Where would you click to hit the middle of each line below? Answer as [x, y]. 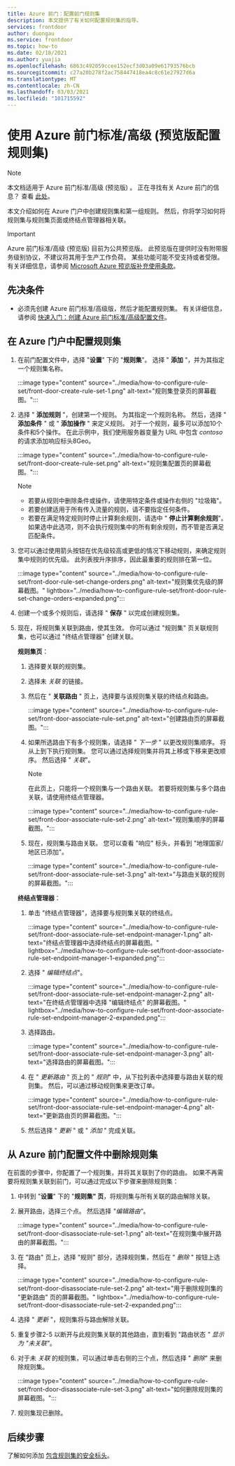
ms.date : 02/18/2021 [37, 53]
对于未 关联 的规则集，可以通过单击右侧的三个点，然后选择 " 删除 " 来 [116, 1358]
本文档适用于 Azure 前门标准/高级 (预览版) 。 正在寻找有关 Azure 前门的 [110, 187]
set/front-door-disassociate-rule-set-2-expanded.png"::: [99, 1305]
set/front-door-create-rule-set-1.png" [71, 391]
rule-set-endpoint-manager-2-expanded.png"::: [97, 1018]
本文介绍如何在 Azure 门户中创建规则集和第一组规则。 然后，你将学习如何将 [116, 211]
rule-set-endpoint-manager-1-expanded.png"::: [96, 958]
